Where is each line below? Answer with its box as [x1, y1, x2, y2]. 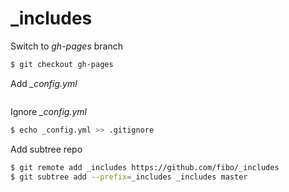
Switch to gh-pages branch [10, 40, 123, 52]
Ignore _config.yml [10, 105, 87, 117]
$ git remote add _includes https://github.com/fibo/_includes [10, 162, 280, 172]
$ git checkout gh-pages [10, 59, 114, 69]
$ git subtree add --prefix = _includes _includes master [10, 172, 248, 182]
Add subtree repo [10, 143, 83, 155]
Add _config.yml [10, 77, 78, 89]
